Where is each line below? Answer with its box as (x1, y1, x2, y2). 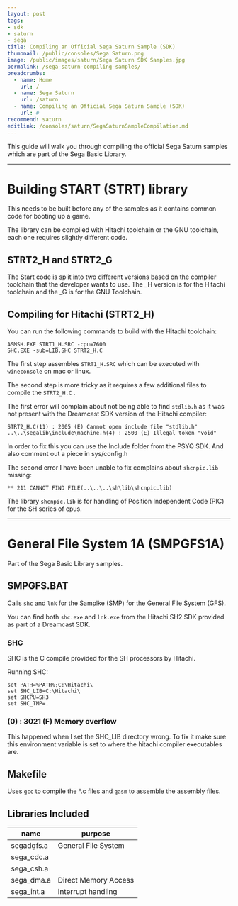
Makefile (7, 768, 47, 780)
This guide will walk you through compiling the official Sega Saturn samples (7, 142, 228, 150)
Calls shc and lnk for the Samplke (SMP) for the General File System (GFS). (7, 599, 227, 607)
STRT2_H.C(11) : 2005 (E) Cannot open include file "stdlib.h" (7, 424, 198, 431)
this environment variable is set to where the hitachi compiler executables (7, 740, 222, 748)
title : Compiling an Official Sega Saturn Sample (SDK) (7, 43, 176, 50)
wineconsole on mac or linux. (7, 367, 91, 376)
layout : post (7, 10, 46, 18)
